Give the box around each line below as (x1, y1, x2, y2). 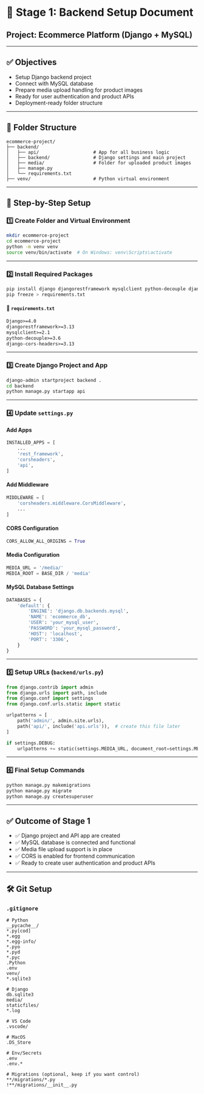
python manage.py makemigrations (6, 782, 91, 788)
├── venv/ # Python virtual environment (6, 175, 170, 182)
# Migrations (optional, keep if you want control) (6, 1071, 140, 1077)
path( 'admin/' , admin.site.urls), (17, 718, 104, 724)
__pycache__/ (6, 922, 39, 928)
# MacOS (6, 1034, 26, 1040)
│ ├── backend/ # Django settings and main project (6, 154, 186, 160)
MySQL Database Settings (6, 583, 74, 591)
